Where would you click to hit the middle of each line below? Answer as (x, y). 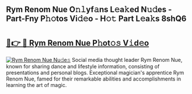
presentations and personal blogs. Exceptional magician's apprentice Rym (95, 73)
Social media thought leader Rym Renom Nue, (127, 60)
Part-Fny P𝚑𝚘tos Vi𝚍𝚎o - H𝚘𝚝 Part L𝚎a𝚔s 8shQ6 (96, 19)
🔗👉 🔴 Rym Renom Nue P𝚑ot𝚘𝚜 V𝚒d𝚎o (78, 43)
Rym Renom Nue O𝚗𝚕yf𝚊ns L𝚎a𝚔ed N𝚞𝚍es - (89, 10)
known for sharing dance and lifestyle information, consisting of (83, 66)
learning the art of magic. (36, 85)
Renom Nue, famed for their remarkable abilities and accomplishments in (94, 79)
